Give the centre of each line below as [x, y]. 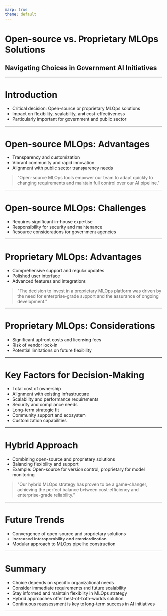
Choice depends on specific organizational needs [63, 582]
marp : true [16, 10]
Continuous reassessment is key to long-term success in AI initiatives [83, 604]
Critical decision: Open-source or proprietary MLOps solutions [76, 109]
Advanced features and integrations [49, 281]
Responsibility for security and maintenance [57, 227]
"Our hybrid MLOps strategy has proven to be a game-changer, [82, 484]
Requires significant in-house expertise [52, 222]
